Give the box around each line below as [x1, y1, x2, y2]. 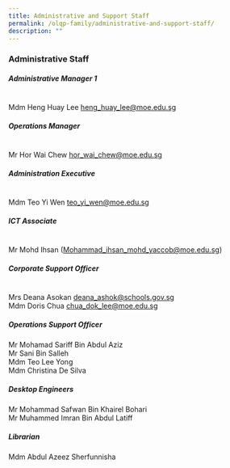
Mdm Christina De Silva [8, 365, 86, 376]
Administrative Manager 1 [8, 74, 98, 83]
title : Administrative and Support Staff [8, 11, 150, 20]
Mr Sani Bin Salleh [8, 348, 69, 358]
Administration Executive [8, 168, 95, 178]
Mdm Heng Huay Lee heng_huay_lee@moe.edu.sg [8, 103, 177, 112]
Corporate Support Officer [8, 264, 99, 273]
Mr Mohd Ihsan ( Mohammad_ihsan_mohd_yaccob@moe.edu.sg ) [8, 245, 223, 255]
